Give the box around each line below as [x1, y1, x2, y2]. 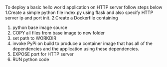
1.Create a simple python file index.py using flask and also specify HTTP [5, 9, 154, 15]
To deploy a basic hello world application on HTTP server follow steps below [5, 4, 163, 10]
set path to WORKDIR [12, 35, 56, 41]
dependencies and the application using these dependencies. [12, 46, 140, 51]
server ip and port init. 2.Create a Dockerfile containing [5, 15, 118, 20]
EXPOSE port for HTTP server [12, 51, 74, 57]
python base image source [12, 24, 68, 30]
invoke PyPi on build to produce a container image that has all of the [12, 40, 153, 46]
